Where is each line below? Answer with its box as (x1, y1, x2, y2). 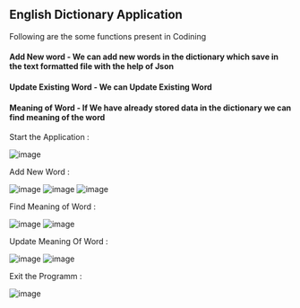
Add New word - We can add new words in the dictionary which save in (9, 51, 279, 62)
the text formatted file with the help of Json (9, 61, 175, 72)
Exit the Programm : (9, 271, 82, 282)
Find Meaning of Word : (9, 201, 97, 212)
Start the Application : (9, 132, 90, 143)
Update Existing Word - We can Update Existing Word (9, 82, 212, 92)
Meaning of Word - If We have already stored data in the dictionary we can (9, 102, 292, 113)
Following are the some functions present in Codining (9, 31, 207, 41)
